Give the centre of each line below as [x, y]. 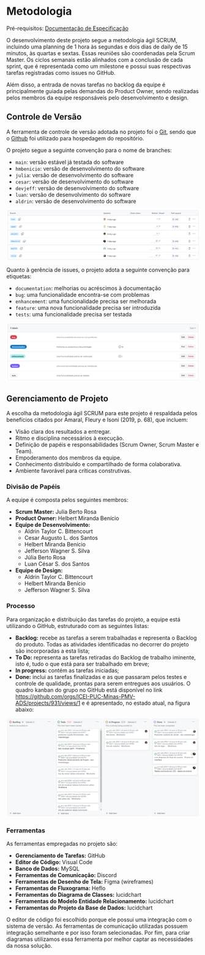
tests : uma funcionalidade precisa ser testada [73, 315]
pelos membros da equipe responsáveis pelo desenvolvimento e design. [98, 98]
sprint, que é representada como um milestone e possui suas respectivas [99, 66]
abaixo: [24, 709]
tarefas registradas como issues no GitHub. [61, 72]
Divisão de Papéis [33, 486]
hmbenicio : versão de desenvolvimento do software [80, 168]
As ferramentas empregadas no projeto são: [62, 844]
